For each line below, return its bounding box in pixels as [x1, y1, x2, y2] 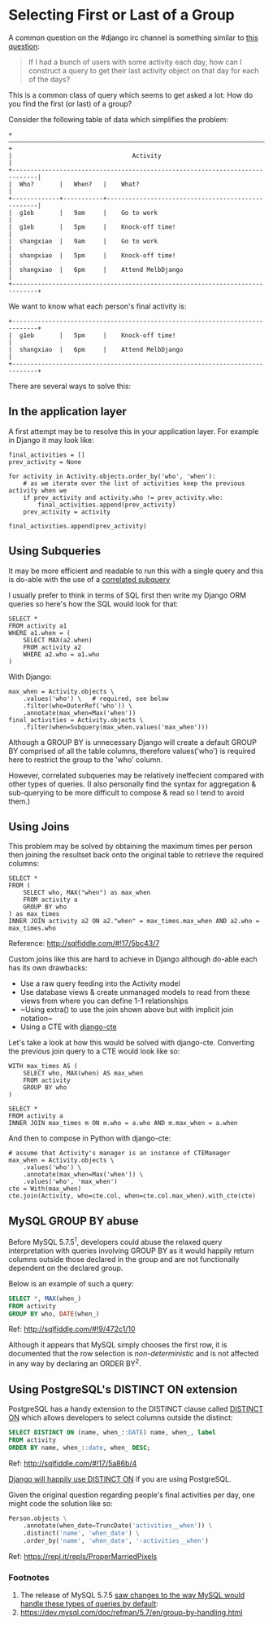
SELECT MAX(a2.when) [23, 636, 93, 644]
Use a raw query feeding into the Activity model [19, 979, 180, 988]
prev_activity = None [8, 458, 82, 466]
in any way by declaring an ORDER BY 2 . [8, 1357, 142, 1369]
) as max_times [8, 910, 60, 918]
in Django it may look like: [8, 435, 94, 445]
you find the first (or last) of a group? [8, 99, 132, 108]
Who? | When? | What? [19, 180, 140, 188]
